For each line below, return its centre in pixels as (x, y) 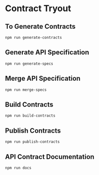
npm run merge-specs (26, 90)
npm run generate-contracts (34, 37)
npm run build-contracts (30, 116)
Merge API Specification (43, 79)
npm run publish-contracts (32, 142)
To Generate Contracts (40, 26)
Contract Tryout (38, 9)
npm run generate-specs (29, 64)
